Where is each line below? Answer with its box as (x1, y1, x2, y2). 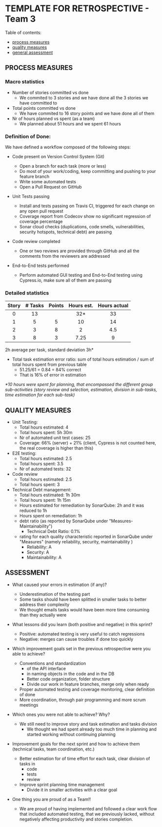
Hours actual (98, 302, 128, 309)
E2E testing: (12, 450, 37, 456)
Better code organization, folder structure (26, 676, 110, 681)
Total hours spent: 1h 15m (19, 497, 71, 503)
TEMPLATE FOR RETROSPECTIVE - (5, 3, 149, 14)
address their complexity (19, 601, 70, 608)
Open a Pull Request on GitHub (19, 184, 82, 190)
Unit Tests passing (12, 193, 50, 199)
